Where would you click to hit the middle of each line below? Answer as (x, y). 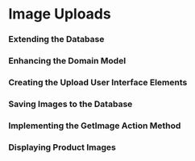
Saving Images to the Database (71, 104)
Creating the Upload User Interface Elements (98, 82)
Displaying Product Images (62, 147)
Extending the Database (56, 39)
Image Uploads (60, 14)
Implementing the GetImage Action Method (95, 126)
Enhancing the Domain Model (67, 61)
